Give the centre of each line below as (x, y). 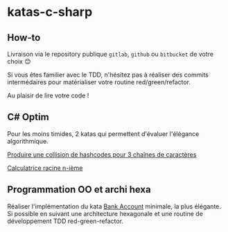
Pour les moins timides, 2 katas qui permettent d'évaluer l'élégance (103, 134)
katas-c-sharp (50, 12)
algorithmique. (28, 141)
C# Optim (28, 117)
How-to (24, 38)
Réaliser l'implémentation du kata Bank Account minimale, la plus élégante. (114, 206)
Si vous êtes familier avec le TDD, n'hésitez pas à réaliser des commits (108, 75)
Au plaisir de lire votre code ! (48, 95)
